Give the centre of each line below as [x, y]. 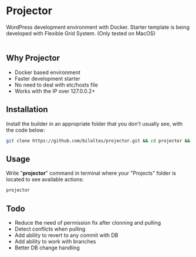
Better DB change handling [47, 248]
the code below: [26, 130]
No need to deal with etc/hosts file [56, 85]
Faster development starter [47, 78]
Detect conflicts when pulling [50, 229]
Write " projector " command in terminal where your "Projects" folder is [91, 173]
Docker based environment [48, 72]
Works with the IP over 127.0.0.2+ [55, 91]
